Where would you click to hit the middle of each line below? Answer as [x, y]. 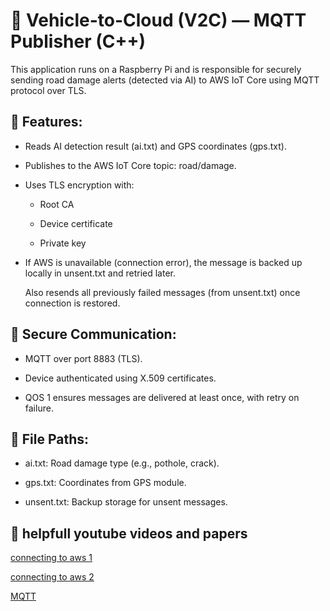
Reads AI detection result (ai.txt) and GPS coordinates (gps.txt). [155, 146]
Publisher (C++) [78, 41]
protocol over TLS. [48, 90]
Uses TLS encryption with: [79, 185]
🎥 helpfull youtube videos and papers [129, 533]
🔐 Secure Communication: [93, 334]
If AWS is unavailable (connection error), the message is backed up [163, 262]
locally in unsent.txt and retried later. [100, 273]
